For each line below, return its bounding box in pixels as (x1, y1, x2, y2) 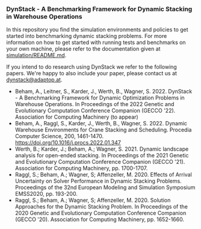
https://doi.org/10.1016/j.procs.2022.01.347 (14, 139, 122, 146)
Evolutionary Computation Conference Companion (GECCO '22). (14, 107, 176, 114)
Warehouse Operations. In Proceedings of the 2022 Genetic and (14, 101, 175, 108)
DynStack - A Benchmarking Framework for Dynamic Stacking (6, 5, 193, 13)
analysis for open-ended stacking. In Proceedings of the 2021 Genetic (14, 152, 189, 159)
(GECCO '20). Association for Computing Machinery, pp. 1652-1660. (14, 216, 185, 223)
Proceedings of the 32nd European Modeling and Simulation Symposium (14, 184, 196, 191)
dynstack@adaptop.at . (6, 76, 63, 83)
